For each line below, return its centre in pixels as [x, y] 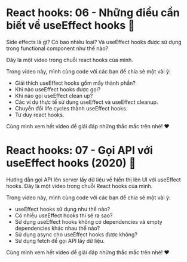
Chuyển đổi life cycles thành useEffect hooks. [71, 108]
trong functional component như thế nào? [57, 48]
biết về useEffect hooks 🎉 [71, 25]
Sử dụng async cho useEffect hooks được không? [76, 234]
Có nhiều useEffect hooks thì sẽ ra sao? [64, 215]
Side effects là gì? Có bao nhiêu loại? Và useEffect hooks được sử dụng [94, 42]
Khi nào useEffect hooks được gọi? [58, 89]
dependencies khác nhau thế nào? [57, 228]
